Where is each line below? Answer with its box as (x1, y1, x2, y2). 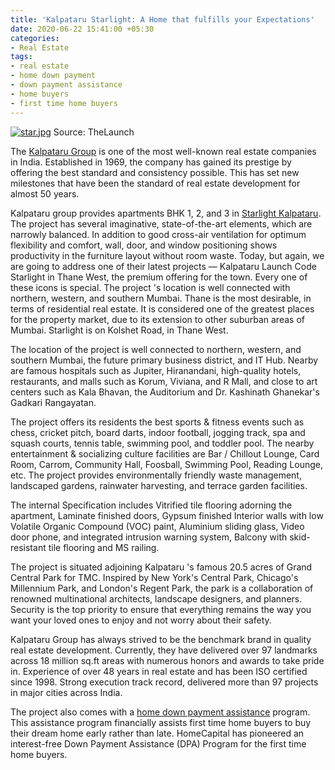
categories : (10, 33, 60, 43)
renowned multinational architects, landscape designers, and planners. (10, 592, 303, 605)
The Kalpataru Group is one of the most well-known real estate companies (10, 145, 317, 157)
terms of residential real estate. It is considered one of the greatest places (10, 302, 315, 315)
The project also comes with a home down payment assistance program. (10, 706, 311, 718)
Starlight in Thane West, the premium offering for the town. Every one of (10, 271, 308, 283)
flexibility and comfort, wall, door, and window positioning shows (10, 239, 278, 251)
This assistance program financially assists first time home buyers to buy (10, 716, 312, 728)
